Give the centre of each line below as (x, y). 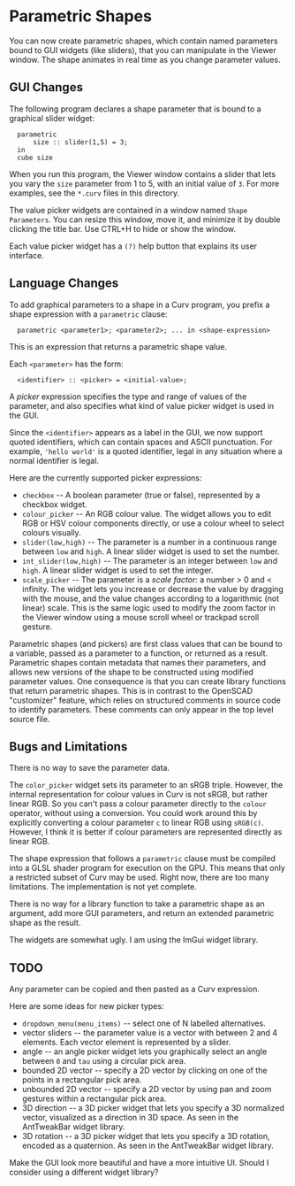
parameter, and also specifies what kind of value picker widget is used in (142, 405)
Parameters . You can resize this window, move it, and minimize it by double (145, 219)
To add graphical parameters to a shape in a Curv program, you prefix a (140, 304)
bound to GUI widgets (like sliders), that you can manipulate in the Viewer (143, 50)
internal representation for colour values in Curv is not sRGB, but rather (139, 795)
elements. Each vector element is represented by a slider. (126, 1043)
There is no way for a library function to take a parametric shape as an (137, 904)
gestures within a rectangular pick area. (94, 1098)
